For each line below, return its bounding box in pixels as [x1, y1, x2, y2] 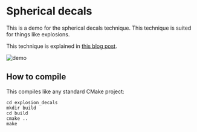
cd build [6, 110, 28, 116]
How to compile [6, 71, 66, 82]
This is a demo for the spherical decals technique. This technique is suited [6, 24, 192, 31]
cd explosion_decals [6, 99, 59, 105]
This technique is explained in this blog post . [6, 42, 117, 50]
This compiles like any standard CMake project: [6, 88, 125, 95]
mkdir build [6, 105, 36, 111]
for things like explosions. [6, 30, 70, 38]
